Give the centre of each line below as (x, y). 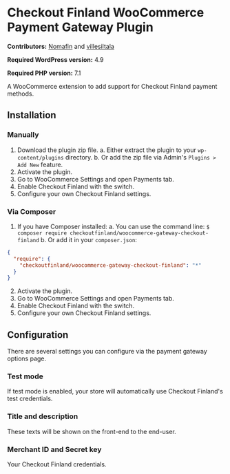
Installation (32, 115)
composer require (42, 233)
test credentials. (30, 399)
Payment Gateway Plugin (80, 27)
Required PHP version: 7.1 (44, 73)
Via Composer (32, 211)
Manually (23, 135)
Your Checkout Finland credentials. (57, 464)
